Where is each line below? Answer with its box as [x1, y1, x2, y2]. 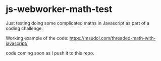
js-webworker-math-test [6, 3, 113, 15]
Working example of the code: [6, 35, 69, 41]
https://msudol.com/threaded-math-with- [69, 35, 156, 41]
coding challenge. [6, 25, 43, 31]
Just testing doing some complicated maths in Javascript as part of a [6, 20, 149, 26]
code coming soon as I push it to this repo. [6, 50, 95, 56]
